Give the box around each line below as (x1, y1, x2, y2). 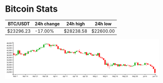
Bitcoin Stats (5, 3, 58, 15)
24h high (66, 21, 85, 27)
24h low (94, 21, 112, 27)
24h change (35, 21, 60, 27)
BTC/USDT (8, 21, 30, 27)
